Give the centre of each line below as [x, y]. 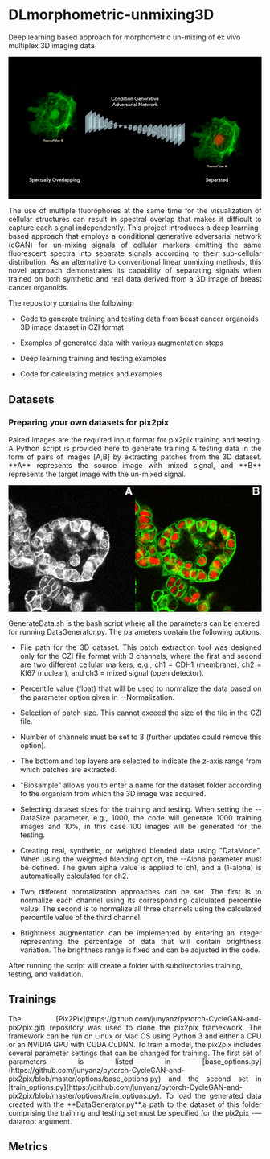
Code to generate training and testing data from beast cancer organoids [139, 319]
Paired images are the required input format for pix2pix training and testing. [135, 439]
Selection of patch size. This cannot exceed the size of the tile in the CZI [141, 713]
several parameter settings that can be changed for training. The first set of [135, 1053]
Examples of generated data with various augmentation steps [121, 343]
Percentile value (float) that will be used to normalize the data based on [141, 688]
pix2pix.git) [27, 1027]
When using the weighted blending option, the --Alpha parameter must [141, 859]
